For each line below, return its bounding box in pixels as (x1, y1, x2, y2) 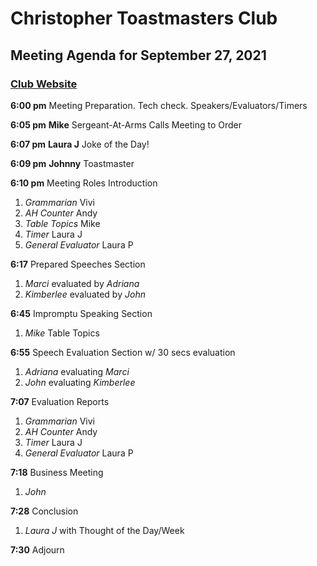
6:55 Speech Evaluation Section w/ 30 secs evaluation (10, 346, 236, 358)
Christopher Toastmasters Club (10, 7, 278, 30)
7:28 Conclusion (10, 505, 79, 517)
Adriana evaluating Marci (24, 365, 130, 377)
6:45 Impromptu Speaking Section (10, 307, 153, 319)
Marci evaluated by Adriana (24, 277, 140, 289)
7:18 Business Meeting (10, 466, 104, 478)
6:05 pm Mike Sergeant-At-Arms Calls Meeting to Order (10, 118, 243, 131)
